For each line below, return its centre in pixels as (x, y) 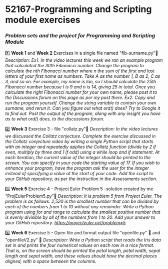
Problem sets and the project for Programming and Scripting (80, 36)
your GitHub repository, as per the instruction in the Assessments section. (81, 179)
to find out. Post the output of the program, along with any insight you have (83, 113)
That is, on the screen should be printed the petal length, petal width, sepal (83, 251)
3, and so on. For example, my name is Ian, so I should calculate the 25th (81, 82)
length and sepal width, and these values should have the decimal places (81, 256)
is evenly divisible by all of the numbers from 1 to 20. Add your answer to (80, 217)
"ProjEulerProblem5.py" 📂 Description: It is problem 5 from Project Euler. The (83, 196)
